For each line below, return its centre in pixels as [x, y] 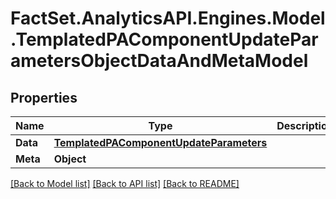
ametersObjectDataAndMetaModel [159, 61]
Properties [44, 97]
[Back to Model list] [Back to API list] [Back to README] [125, 183]
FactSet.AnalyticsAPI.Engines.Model [168, 18]
